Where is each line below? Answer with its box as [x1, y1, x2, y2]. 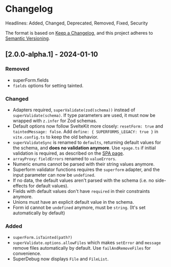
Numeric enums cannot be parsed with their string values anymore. [12, 161, 155, 167]
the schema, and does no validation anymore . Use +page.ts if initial [12, 144, 156, 151]
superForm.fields [12, 77, 49, 83]
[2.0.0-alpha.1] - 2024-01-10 [5, 50, 99, 59]
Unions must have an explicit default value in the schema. [12, 199, 134, 205]
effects [12, 182, 28, 189]
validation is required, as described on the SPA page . [12, 150, 124, 156]
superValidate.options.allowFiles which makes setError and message [12, 239, 161, 246]
